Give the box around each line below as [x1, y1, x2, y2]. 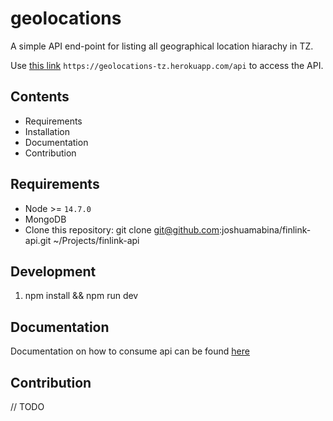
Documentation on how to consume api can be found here [10, 345, 250, 357]
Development [10, 263, 97, 280]
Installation [24, 125, 71, 137]
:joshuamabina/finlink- [218, 223, 312, 236]
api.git [24, 234, 52, 246]
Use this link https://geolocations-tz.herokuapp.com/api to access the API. [10, 59, 324, 71]
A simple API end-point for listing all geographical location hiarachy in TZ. [10, 40, 314, 52]
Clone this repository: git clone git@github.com [24, 223, 220, 236]
